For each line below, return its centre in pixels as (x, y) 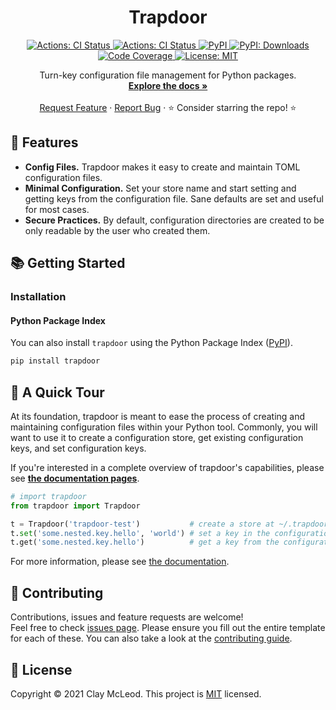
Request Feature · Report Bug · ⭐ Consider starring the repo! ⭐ (168, 107)
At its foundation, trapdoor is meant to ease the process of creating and (158, 416)
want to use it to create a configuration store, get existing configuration (157, 437)
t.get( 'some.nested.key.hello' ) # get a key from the (145, 542)
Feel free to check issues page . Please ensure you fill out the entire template (168, 628)
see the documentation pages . (75, 478)
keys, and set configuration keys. (78, 448)
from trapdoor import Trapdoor (75, 506)
